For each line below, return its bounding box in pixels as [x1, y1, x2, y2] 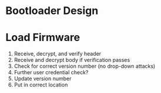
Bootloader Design [5, 4, 99, 18]
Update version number [14, 75, 72, 82]
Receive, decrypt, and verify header [14, 50, 101, 57]
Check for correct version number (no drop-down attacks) [14, 63, 156, 70]
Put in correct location [14, 81, 68, 88]
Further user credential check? [14, 69, 89, 76]
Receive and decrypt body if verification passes [14, 57, 130, 64]
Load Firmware [5, 31, 80, 44]
